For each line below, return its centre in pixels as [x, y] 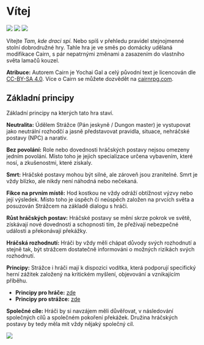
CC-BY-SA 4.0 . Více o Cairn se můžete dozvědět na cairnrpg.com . [90, 78]
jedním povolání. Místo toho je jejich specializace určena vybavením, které [100, 156]
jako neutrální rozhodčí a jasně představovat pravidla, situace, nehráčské [98, 131]
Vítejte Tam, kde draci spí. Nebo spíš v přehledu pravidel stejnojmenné [95, 40]
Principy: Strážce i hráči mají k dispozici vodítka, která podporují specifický [101, 267]
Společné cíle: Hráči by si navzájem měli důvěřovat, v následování [90, 311]
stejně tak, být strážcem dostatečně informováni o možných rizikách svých [100, 249]
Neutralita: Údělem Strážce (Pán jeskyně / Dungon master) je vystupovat [98, 124]
